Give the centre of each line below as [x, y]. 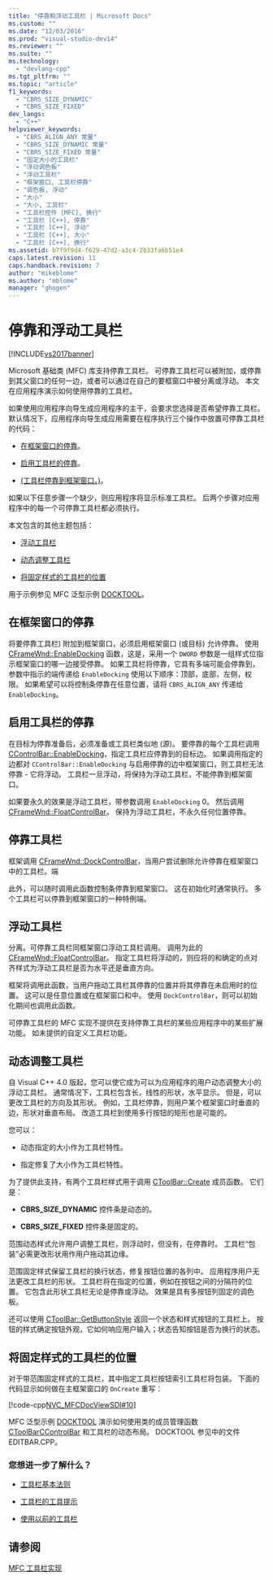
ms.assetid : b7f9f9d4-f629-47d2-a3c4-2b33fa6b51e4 [96, 250]
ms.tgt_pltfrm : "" [39, 76]
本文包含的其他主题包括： [51, 525]
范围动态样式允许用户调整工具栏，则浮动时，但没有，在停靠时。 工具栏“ [129, 1244]
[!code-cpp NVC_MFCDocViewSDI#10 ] [72, 1404]
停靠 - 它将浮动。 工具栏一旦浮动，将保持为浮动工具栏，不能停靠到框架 [127, 774]
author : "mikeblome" [43, 273]
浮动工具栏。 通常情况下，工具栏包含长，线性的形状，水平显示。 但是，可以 [135, 1093]
